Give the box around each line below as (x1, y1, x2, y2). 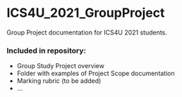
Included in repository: (6, 46, 86, 56)
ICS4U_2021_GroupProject (6, 5, 165, 21)
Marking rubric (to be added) (16, 77, 102, 85)
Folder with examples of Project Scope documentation (16, 69, 176, 78)
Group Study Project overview (16, 62, 105, 70)
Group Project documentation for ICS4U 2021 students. (6, 28, 167, 37)
